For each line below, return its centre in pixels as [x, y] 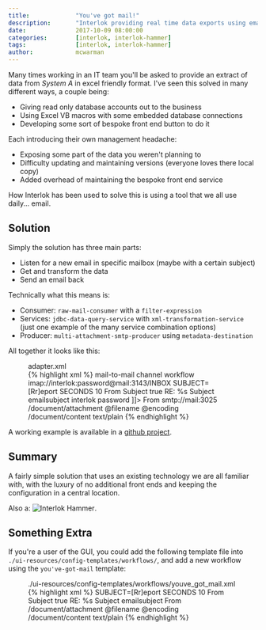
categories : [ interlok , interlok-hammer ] [90, 38]
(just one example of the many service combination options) [118, 327]
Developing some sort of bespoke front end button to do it [114, 124]
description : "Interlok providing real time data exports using [127, 23]
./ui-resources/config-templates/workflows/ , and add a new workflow [125, 560]
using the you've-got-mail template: [67, 569]
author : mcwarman [56, 52]
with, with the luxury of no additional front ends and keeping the [113, 484]
